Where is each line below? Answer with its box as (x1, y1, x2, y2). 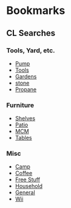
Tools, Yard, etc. (6, 46, 56, 55)
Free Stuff (15, 176, 41, 183)
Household (15, 182, 43, 190)
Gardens (15, 72, 37, 80)
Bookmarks (6, 4, 66, 18)
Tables (15, 134, 32, 142)
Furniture (6, 101, 35, 109)
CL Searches (6, 28, 56, 38)
